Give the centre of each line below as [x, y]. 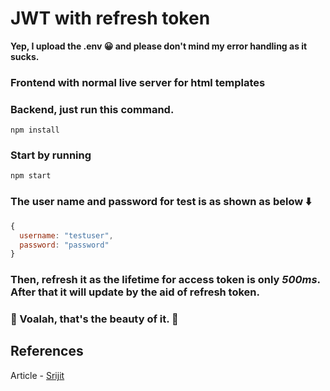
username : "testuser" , [66, 235]
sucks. [25, 56]
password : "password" [64, 245]
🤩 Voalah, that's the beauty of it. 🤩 [94, 319]
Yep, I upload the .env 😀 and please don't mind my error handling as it [159, 46]
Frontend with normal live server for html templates [138, 82]
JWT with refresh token [110, 18]
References [47, 351]
